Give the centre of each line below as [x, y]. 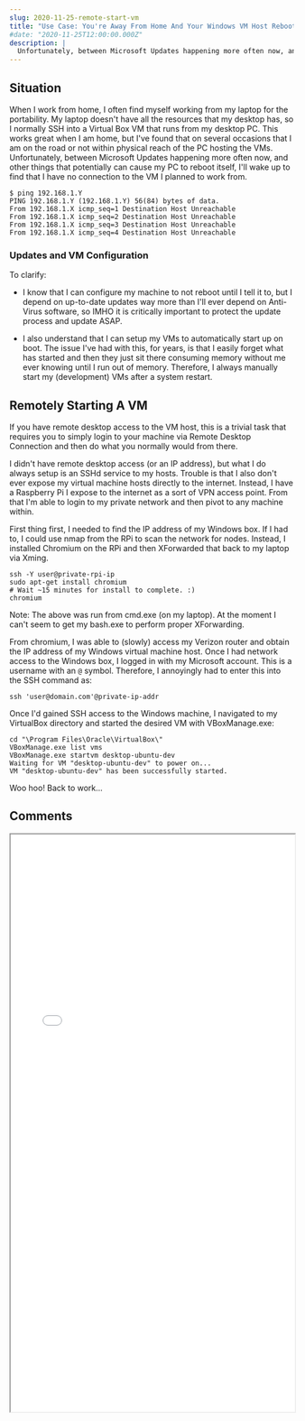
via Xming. [29, 558]
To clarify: [28, 275]
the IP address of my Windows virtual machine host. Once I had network [143, 651]
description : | [38, 43]
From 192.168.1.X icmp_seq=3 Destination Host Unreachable [123, 225]
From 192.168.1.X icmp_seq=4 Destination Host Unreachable [123, 232]
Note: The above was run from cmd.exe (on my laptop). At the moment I [143, 615]
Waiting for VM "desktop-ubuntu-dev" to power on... [111, 763]
